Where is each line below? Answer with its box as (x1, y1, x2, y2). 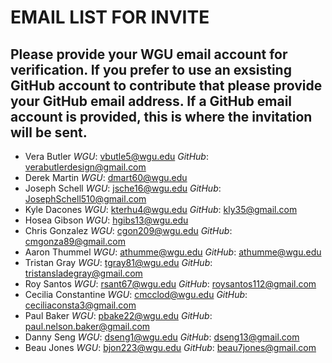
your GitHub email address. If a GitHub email (10, 92, 293, 110)
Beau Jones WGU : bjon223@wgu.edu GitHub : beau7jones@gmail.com (24, 342, 317, 353)
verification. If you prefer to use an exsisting (10, 61, 292, 78)
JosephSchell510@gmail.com (24, 193, 147, 205)
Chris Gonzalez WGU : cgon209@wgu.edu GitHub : (24, 225, 233, 236)
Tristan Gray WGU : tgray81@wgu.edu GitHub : (24, 257, 213, 268)
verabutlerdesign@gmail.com (24, 161, 147, 173)
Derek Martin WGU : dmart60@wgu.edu (24, 172, 188, 183)
